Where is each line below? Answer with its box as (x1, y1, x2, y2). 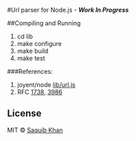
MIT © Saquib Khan (7, 126, 63, 134)
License (7, 107, 42, 119)
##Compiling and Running (7, 19, 81, 27)
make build (16, 47, 49, 55)
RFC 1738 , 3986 (16, 88, 63, 96)
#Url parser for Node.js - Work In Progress (7, 6, 129, 14)
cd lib (16, 32, 33, 40)
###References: (7, 68, 53, 75)
